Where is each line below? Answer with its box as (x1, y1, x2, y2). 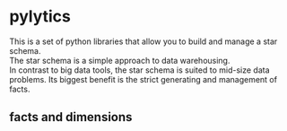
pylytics (9, 6, 72, 27)
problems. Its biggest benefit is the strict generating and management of (9, 74, 278, 84)
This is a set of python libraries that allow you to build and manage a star (9, 36, 278, 47)
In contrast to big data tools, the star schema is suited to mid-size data (9, 65, 271, 75)
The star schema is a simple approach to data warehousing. (9, 55, 230, 65)
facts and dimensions (9, 109, 133, 125)
